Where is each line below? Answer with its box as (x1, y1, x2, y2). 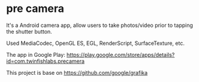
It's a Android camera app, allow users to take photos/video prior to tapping (6, 22, 194, 29)
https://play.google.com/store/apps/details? (67, 51, 175, 58)
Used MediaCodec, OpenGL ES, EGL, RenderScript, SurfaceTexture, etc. (6, 40, 185, 47)
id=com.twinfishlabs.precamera (6, 57, 85, 65)
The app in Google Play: (6, 51, 66, 58)
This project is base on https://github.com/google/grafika (6, 69, 148, 76)
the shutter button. (6, 28, 52, 35)
